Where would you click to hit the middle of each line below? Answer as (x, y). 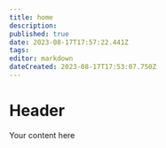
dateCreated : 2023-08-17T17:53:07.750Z (83, 67)
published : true (39, 34)
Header (37, 111)
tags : (19, 51)
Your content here (42, 135)
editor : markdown (41, 58)
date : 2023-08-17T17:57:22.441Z (69, 42)
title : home (31, 17)
